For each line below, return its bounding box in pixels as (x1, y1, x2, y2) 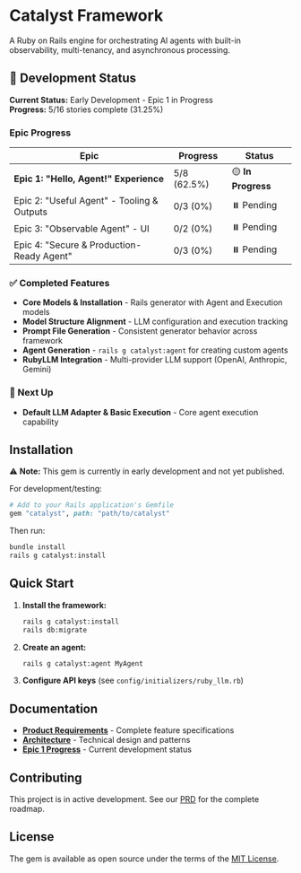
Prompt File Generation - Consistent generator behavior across (21, 326, 258, 336)
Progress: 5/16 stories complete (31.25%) (9, 104, 164, 115)
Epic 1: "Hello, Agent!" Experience (13, 172, 164, 185)
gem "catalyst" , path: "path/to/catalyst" (9, 509, 170, 519)
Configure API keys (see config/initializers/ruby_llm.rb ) (21, 675, 245, 686)
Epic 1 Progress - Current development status (21, 744, 193, 755)
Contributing (9, 770, 82, 785)
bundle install (9, 543, 66, 552)
